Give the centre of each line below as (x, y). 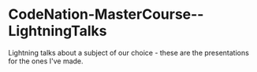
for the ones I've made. (46, 61)
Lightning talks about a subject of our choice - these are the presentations (129, 52)
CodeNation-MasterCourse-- (106, 14)
